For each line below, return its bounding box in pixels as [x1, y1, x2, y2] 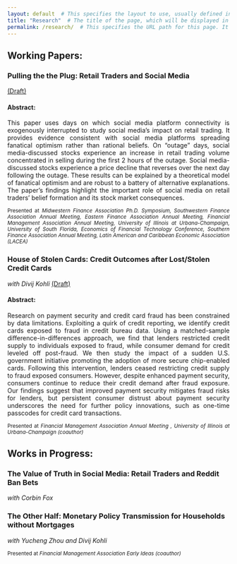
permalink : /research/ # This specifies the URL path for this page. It [7, 23, 229, 30]
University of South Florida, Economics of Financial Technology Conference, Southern [7, 226, 230, 233]
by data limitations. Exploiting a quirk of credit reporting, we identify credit [7, 318, 230, 327]
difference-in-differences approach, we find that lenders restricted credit [7, 333, 230, 342]
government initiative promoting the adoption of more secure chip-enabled [7, 356, 230, 364]
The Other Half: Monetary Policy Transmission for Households [7, 511, 226, 521]
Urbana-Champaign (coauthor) [7, 428, 84, 436]
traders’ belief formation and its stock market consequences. [7, 193, 185, 202]
